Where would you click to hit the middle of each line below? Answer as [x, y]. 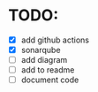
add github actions [55, 40]
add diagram [44, 60]
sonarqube [41, 50]
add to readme [48, 70]
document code [50, 80]
